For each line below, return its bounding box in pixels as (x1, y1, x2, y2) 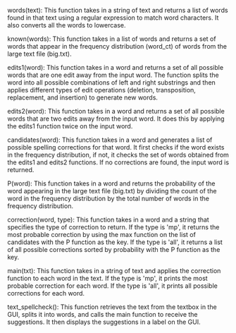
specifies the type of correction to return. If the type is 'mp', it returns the (7, 223, 220, 231)
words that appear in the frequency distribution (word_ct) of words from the (7, 42, 228, 50)
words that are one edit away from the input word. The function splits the (7, 71, 220, 79)
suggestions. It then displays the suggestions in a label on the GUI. (7, 317, 201, 326)
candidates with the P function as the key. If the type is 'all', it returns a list (7, 238, 223, 246)
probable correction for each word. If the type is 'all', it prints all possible (7, 281, 218, 290)
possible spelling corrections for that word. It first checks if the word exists (7, 143, 225, 151)
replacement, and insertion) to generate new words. (7, 93, 159, 102)
